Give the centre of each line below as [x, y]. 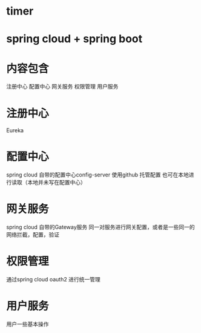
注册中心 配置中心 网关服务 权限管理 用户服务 [62, 87]
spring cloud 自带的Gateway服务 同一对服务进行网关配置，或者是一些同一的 [100, 227]
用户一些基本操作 [28, 324]
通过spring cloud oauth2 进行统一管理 [54, 280]
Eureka [15, 130]
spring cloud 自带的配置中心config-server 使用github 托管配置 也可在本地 [97, 175]
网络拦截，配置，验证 [33, 235]
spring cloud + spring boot [74, 39]
